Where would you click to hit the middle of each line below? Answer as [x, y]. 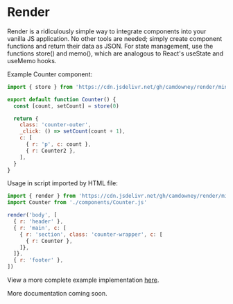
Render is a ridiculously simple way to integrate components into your [107, 31]
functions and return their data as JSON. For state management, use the [110, 46]
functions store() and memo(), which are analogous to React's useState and [115, 53]
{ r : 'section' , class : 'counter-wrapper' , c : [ [91, 234]
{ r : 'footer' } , [38, 260]
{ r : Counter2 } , [51, 151]
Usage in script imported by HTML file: [62, 183]
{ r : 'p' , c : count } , [58, 144]
